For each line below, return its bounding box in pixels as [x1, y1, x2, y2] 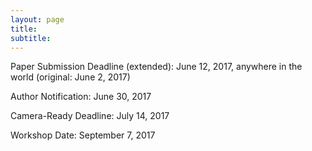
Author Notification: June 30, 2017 [10, 91, 152, 103]
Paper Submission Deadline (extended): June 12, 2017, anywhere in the [10, 61, 303, 73]
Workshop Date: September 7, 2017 [10, 129, 156, 141]
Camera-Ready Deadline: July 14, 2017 [10, 110, 170, 122]
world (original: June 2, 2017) [10, 71, 131, 83]
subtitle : [10, 33, 52, 43]
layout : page [10, 14, 65, 25]
